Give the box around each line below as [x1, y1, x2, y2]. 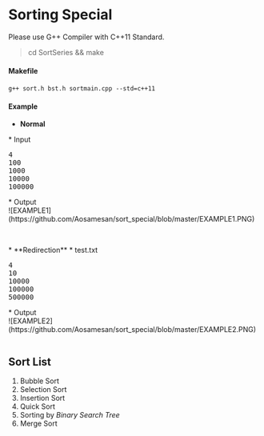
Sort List [8, 354, 52, 369]
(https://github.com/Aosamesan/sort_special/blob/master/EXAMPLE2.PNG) [8, 325, 257, 334]
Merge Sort [19, 418, 58, 429]
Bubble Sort [19, 376, 60, 386]
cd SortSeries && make [27, 47, 104, 57]
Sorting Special [8, 6, 113, 24]
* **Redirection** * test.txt [8, 246, 98, 255]
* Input [8, 134, 31, 145]
